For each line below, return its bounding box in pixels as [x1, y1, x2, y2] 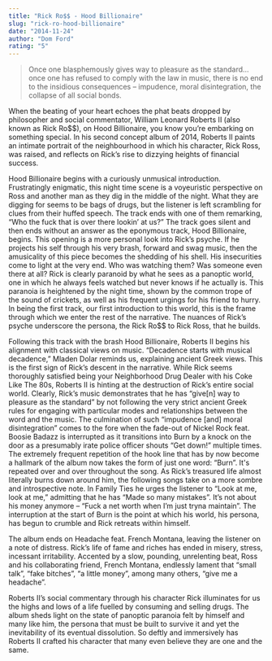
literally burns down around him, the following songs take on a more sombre [8, 475, 263, 485]
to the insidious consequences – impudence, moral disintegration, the [28, 82, 261, 92]
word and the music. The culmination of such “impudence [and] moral [8, 414, 243, 424]
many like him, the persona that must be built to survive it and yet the [8, 619, 240, 629]
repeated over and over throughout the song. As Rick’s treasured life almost [8, 466, 261, 476]
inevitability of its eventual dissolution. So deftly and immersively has [8, 628, 239, 637]
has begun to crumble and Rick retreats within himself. [8, 519, 191, 528]
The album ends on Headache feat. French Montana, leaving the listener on [8, 534, 261, 544]
